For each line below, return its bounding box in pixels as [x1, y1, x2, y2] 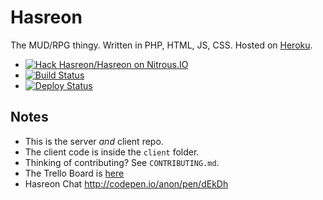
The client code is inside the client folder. [24, 146, 200, 158]
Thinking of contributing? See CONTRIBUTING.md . [24, 156, 220, 168]
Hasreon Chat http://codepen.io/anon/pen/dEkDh [24, 177, 229, 190]
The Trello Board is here [24, 167, 125, 179]
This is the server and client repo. [24, 135, 164, 147]
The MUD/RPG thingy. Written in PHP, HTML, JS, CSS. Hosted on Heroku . [10, 39, 313, 51]
